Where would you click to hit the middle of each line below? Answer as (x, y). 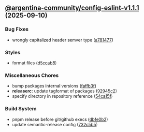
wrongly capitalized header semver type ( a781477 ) (63, 40)
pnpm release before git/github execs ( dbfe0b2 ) (60, 119)
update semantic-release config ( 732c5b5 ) (55, 124)
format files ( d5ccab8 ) (34, 63)
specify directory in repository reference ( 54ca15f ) (62, 96)
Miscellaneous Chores (32, 75)
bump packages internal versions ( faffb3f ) (54, 86)
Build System (21, 109)
